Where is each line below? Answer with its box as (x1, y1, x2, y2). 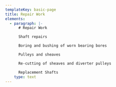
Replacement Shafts (18, 70, 58, 75)
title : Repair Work (5, 12, 45, 17)
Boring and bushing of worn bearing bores (18, 43, 107, 48)
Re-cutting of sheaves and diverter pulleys (18, 61, 112, 66)
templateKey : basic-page (5, 7, 56, 12)
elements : (5, 16, 26, 21)
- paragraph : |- (9, 21, 43, 26)
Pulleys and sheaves (18, 52, 61, 57)
